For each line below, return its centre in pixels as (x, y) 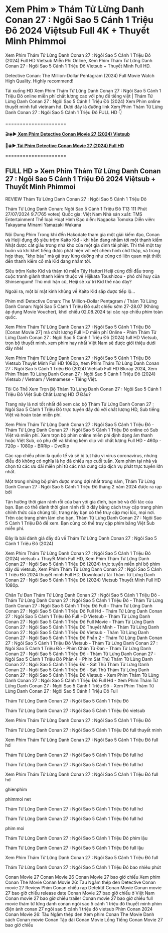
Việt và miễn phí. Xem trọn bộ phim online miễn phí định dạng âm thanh (79, 435)
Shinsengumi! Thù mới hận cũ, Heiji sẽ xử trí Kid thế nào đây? (68, 281)
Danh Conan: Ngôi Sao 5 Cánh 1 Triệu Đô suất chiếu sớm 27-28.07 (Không (82, 306)
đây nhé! (14, 348)
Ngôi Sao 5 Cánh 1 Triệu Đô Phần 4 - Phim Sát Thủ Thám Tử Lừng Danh (79, 659)
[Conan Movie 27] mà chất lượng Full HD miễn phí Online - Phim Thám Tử (81, 332)
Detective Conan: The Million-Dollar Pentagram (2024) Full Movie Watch (80, 75)
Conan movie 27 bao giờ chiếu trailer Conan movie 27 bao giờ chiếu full (79, 898)
